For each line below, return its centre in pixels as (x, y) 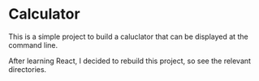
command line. (33, 45)
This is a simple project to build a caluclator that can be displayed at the (129, 36)
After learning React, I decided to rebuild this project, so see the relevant (130, 61)
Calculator (44, 14)
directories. (28, 69)
